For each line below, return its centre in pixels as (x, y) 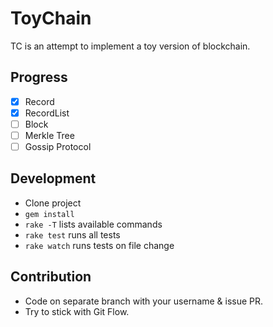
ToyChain (51, 18)
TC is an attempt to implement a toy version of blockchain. (130, 46)
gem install (49, 214)
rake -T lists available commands (93, 224)
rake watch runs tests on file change (99, 245)
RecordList (47, 113)
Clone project (53, 203)
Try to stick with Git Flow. (77, 311)
